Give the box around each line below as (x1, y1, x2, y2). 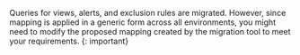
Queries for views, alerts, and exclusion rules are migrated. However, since (9, 8, 287, 18)
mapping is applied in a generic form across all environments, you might (9, 17, 277, 27)
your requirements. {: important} (9, 35, 128, 46)
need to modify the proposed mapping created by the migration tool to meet (9, 27, 291, 36)
